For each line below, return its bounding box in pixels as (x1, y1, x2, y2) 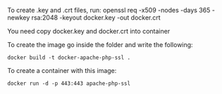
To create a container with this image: (7, 67, 117, 74)
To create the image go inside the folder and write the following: (7, 41, 193, 48)
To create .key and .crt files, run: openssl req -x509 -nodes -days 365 (7, 6, 211, 14)
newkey (7, 13, 30, 22)
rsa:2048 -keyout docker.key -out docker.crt (31, 13, 161, 22)
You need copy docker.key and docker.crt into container (7, 27, 171, 35)
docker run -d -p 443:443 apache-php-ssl (7, 80, 131, 87)
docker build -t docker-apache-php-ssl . (7, 54, 131, 61)
